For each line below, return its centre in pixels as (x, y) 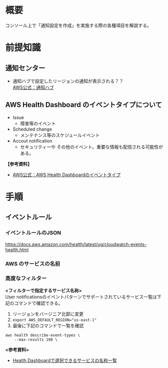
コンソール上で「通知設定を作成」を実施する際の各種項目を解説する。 (78, 25)
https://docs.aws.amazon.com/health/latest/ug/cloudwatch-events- (76, 244)
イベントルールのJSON (33, 233)
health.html (17, 250)
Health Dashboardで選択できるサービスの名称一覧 (65, 360)
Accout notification (32, 141)
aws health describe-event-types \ (43, 335)
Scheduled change (32, 129)
